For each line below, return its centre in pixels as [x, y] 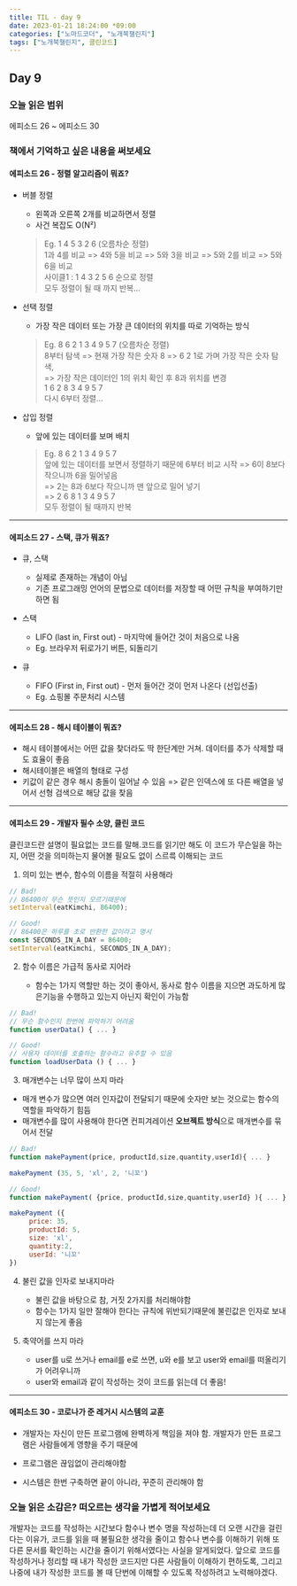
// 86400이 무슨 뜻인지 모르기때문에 [68, 899]
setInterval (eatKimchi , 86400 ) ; [69, 908]
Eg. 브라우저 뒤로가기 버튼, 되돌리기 [96, 649]
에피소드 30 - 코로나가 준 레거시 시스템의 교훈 [87, 1412]
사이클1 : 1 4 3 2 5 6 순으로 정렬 [99, 277]
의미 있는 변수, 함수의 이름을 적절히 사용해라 [98, 875]
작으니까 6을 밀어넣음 [81, 476]
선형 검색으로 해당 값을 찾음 [86, 793]
